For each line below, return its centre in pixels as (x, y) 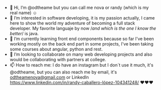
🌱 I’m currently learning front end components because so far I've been (82, 39)
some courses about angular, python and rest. (56, 49)
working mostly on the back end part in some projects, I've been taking (81, 44)
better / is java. (24, 34)
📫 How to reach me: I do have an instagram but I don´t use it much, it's (81, 65)
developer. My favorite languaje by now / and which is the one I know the (83, 28)
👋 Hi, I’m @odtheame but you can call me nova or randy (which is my (79, 8)
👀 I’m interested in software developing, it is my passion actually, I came (82, 18)
